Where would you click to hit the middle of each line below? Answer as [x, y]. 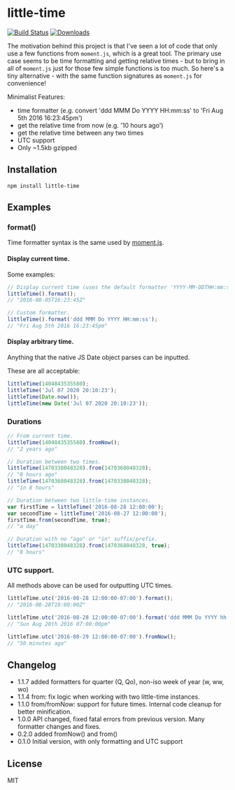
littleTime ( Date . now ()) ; [43, 397]
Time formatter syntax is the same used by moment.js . [86, 243]
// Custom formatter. [39, 313]
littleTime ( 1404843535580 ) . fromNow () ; [64, 442]
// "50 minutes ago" [37, 643]
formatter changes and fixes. [59, 727]
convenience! [27, 83]
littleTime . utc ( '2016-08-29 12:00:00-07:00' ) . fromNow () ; [92, 636]
